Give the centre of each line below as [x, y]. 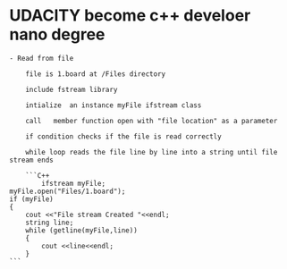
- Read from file [42, 58]
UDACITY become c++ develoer [130, 16]
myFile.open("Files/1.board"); [68, 191]
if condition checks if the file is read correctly [123, 136]
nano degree [57, 34]
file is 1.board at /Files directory [96, 74]
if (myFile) [31, 199]
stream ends [31, 160]
